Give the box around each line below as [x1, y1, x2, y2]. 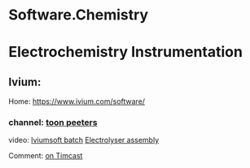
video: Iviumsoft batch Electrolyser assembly [8, 136, 160, 145]
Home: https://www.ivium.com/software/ [8, 97, 145, 106]
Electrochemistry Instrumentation [8, 43, 243, 62]
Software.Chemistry [8, 6, 149, 24]
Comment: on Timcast [8, 151, 83, 161]
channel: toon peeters [8, 117, 98, 128]
